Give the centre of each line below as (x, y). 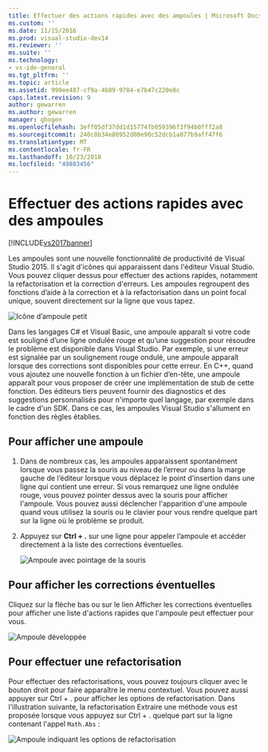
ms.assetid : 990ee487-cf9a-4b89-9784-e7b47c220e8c (94, 90)
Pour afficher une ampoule (76, 442)
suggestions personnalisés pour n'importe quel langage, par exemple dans (131, 400)
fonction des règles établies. (55, 417)
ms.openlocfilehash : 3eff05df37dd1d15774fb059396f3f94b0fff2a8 (116, 127)
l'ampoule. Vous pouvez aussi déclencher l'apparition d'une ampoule (133, 503)
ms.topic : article (39, 82)
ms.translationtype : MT (48, 142)
